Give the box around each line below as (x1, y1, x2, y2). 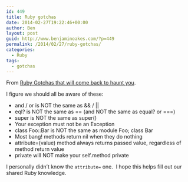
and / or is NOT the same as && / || (14, 102, 99, 109)
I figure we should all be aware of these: (6, 90, 104, 97)
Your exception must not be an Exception (14, 121, 115, 128)
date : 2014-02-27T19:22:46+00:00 (6, 19, 88, 25)
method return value (14, 146, 65, 153)
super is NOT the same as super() (14, 114, 97, 122)
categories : (6, 47, 35, 53)
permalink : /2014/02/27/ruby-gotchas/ (6, 42, 101, 48)
